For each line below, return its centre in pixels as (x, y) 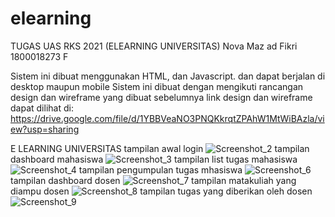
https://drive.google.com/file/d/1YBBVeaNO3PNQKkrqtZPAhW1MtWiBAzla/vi (167, 118)
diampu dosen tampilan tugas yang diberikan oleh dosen (161, 191)
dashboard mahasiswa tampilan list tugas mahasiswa (154, 159)
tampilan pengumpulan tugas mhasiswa (160, 169)
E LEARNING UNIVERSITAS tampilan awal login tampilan (160, 148)
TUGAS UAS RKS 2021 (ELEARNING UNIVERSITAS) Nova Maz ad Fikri (154, 46)
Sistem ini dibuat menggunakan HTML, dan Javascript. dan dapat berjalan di (168, 76)
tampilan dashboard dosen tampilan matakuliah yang (153, 180)
